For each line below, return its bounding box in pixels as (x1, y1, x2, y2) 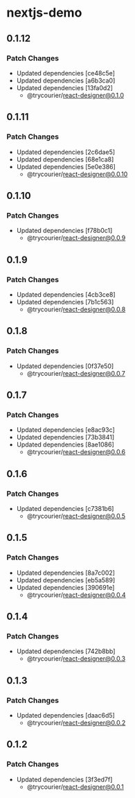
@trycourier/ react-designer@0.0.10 (26, 170, 128, 178)
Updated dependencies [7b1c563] (16, 297, 114, 306)
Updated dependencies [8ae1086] (16, 440, 115, 449)
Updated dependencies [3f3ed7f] (16, 775, 113, 783)
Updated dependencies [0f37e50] (16, 362, 114, 370)
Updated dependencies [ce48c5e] (16, 69, 116, 77)
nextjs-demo (6, 5, 82, 21)
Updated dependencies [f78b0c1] (16, 227, 113, 235)
